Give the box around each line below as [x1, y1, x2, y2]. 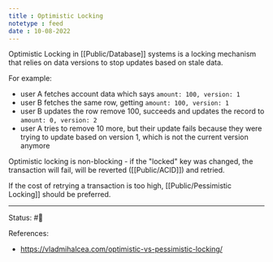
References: [8, 229, 49, 238]
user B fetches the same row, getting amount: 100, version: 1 [19, 98, 229, 108]
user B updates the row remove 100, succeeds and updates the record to [19, 106, 265, 116]
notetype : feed [8, 19, 63, 28]
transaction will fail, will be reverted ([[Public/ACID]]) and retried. [8, 165, 225, 175]
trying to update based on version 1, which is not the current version [19, 132, 249, 142]
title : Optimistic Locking [8, 11, 104, 20]
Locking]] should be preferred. [8, 190, 111, 200]
